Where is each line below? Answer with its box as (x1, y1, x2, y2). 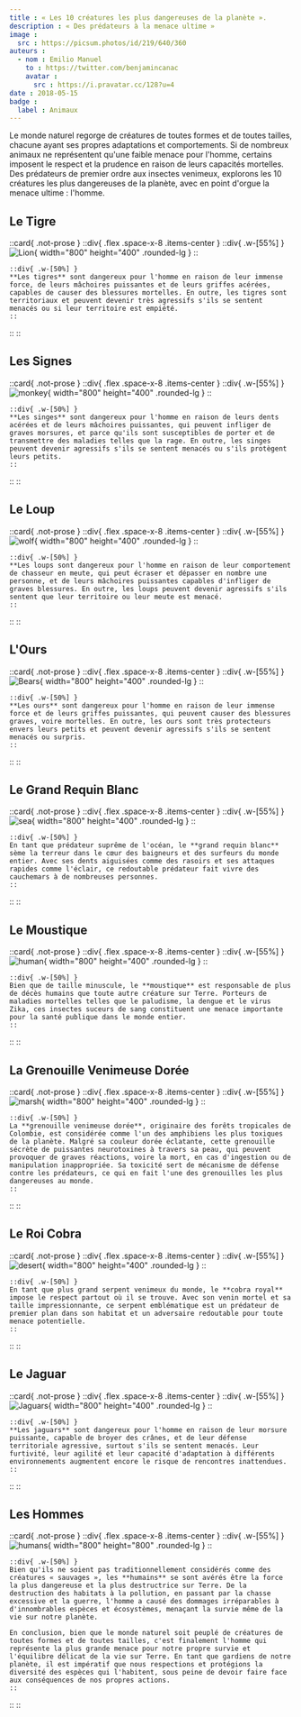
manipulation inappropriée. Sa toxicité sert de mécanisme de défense (9, 1160, 279, 1170)
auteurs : (9, 47, 47, 56)
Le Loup (9, 502, 56, 517)
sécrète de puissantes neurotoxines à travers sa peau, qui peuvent (9, 1145, 271, 1154)
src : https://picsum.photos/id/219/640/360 (17, 38, 187, 48)
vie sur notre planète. (9, 1612, 99, 1622)
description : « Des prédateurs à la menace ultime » (9, 22, 216, 31)
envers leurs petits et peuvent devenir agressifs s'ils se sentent (9, 725, 271, 734)
